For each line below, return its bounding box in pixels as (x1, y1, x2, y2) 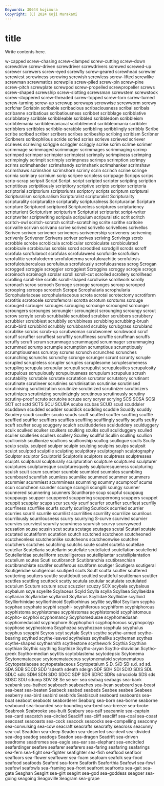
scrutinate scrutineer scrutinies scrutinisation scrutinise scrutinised (5, 381, 140, 386)
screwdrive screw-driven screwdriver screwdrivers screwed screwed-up (5, 64, 152, 69)
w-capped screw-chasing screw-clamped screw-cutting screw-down (5, 58, 145, 64)
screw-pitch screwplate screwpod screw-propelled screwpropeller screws (5, 84, 155, 90)
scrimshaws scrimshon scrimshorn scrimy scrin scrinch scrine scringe (5, 167, 147, 174)
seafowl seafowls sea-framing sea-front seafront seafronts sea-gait (5, 765, 142, 771)
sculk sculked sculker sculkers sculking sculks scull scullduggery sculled (5, 427, 152, 433)
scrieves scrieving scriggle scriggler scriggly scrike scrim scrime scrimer (5, 141, 152, 147)
